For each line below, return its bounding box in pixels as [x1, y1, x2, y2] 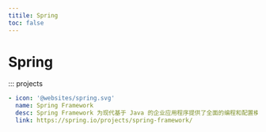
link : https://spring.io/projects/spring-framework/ [15, 116, 193, 125]
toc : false [8, 19, 44, 27]
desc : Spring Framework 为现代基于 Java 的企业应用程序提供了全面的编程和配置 [15, 109, 254, 117]
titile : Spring [8, 11, 59, 20]
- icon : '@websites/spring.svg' [8, 94, 115, 103]
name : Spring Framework [15, 102, 93, 110]
